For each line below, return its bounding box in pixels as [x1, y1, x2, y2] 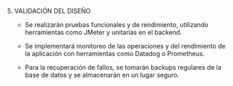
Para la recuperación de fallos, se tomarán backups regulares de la [24, 63, 222, 71]
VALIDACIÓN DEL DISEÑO [14, 7, 91, 15]
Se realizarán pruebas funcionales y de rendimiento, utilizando [24, 21, 209, 28]
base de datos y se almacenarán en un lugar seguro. [24, 71, 180, 79]
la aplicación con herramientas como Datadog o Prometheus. [24, 50, 205, 58]
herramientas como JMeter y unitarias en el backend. [24, 28, 182, 36]
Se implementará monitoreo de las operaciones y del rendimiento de [24, 42, 226, 50]
